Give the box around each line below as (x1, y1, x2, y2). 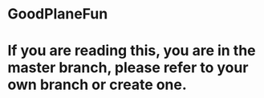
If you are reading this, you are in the (7, 42, 256, 60)
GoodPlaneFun (7, 5, 108, 23)
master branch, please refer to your (7, 59, 249, 77)
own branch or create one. (7, 76, 188, 94)
